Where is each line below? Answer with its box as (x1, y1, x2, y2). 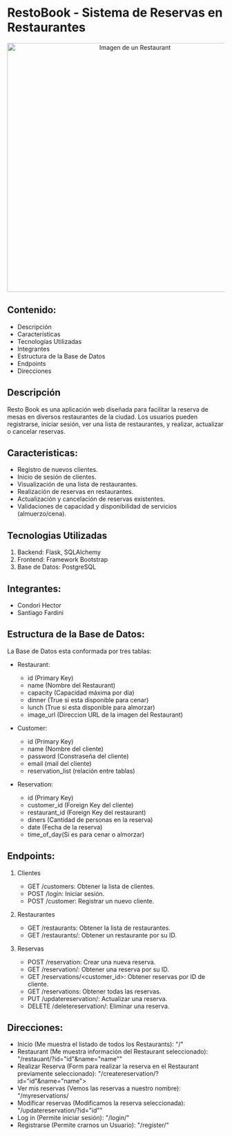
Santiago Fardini (17, 609, 64, 616)
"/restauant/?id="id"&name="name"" (17, 1055, 123, 1063)
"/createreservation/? (97, 1070, 159, 1078)
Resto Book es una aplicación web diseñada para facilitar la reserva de (7, 405, 209, 413)
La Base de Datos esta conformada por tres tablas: (7, 647, 152, 655)
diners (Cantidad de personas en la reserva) (27, 815, 153, 824)
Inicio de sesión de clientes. (17, 473, 97, 482)
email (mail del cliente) (27, 759, 92, 767)
